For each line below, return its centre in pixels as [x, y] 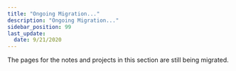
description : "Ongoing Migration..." [63, 20]
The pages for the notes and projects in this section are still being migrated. [118, 60]
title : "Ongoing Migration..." [54, 14]
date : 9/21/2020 [38, 40]
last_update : [27, 33]
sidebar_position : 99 [39, 27]
